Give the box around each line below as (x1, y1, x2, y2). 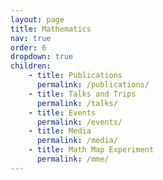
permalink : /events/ (36, 117, 123, 127)
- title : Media (28, 126, 92, 136)
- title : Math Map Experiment (28, 145, 155, 155)
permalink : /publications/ (36, 80, 150, 90)
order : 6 (10, 42, 47, 53)
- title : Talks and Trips (28, 89, 137, 99)
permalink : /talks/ (36, 98, 118, 108)
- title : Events (28, 107, 97, 118)
